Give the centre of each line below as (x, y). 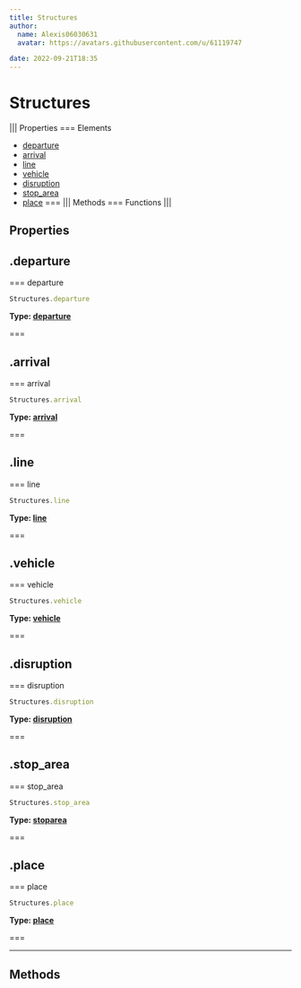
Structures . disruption (52, 702)
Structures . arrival (46, 400)
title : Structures (43, 17)
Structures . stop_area (50, 802)
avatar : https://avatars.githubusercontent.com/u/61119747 (130, 43)
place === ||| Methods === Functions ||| (97, 203)
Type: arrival (34, 417)
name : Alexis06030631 (58, 34)
